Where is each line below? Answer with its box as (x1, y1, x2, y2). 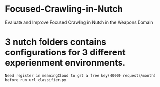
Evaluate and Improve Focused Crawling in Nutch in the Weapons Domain (5, 19, 153, 25)
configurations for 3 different (5, 47, 126, 58)
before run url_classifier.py (5, 77, 67, 82)
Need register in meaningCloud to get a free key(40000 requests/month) (5, 73, 156, 78)
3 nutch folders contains (5, 36, 106, 48)
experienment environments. (5, 57, 126, 69)
